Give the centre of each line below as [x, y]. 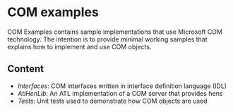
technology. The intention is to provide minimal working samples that [107, 39]
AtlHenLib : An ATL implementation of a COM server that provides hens [120, 93]
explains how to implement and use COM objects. [79, 46]
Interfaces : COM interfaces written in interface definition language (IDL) [122, 86]
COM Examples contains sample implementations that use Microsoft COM [115, 32]
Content [26, 69]
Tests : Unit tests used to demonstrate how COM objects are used [112, 101]
